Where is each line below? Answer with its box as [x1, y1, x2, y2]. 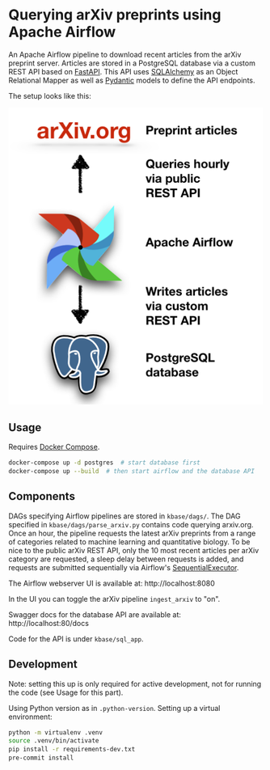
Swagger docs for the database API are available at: [8, 609, 182, 620]
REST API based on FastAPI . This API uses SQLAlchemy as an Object [8, 66, 238, 76]
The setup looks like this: [8, 91, 91, 100]
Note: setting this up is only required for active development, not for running [8, 679, 262, 688]
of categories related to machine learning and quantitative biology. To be [8, 536, 251, 547]
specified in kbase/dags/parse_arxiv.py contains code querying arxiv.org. [8, 519, 254, 529]
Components [8, 489, 75, 503]
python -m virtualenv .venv [8, 728, 103, 737]
